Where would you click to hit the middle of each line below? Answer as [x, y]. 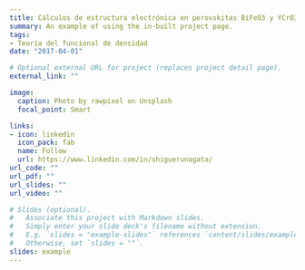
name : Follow [42, 151]
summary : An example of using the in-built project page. [121, 26]
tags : [20, 34]
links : [22, 126]
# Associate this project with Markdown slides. [107, 218]
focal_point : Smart [54, 110]
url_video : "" [36, 193]
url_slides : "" [38, 185]
